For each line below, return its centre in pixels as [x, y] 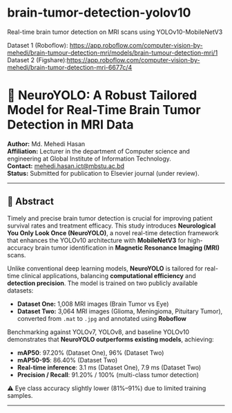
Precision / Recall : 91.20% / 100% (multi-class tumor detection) [108, 374]
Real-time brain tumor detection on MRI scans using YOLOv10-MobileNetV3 [115, 32]
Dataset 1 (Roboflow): [38, 45]
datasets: [20, 290]
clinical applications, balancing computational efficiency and [109, 275]
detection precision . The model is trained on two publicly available [103, 283]
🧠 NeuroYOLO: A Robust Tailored [102, 95]
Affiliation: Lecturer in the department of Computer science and [98, 151]
